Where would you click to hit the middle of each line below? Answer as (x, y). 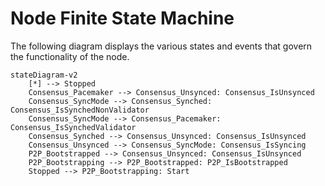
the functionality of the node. (70, 56)
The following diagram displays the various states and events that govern (161, 46)
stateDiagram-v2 (44, 75)
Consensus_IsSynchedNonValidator (80, 110)
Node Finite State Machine (122, 18)
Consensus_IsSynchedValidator (73, 127)
